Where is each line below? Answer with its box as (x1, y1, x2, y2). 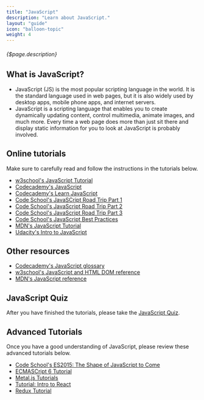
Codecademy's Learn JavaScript (15, 190, 98, 197)
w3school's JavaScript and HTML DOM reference (15, 269, 141, 276)
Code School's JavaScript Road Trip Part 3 (15, 209, 123, 216)
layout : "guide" (6, 20, 47, 26)
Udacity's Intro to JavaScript (15, 228, 87, 235)
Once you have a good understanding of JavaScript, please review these (6, 343, 189, 350)
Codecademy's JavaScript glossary (15, 262, 105, 270)
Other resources (6, 246, 70, 256)
